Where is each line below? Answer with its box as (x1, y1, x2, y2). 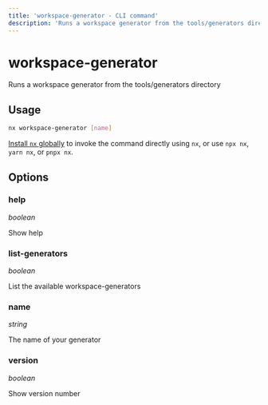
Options (8, 170, 49, 184)
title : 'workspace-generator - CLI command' (8, 11, 159, 20)
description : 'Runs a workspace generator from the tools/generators (8, 19, 245, 27)
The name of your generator (8, 335, 101, 344)
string (8, 320, 28, 329)
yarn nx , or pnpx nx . (8, 147, 73, 157)
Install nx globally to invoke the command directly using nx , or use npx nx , (8, 139, 250, 149)
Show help (8, 228, 44, 237)
